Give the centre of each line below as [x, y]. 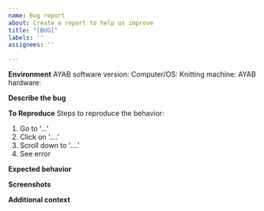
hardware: [25, 83]
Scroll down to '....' [50, 145]
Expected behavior [40, 169]
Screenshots [30, 185]
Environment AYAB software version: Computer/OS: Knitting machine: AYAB [132, 74]
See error [35, 154]
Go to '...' [34, 129]
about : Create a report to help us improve [81, 23]
